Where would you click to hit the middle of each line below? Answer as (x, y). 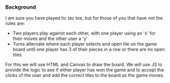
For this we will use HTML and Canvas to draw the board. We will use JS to (84, 65)
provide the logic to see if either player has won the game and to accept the (85, 70)
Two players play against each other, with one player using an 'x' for (84, 33)
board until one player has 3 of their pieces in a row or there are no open (89, 50)
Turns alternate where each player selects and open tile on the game (85, 44)
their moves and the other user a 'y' (50, 38)
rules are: (15, 23)
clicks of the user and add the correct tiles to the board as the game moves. (85, 75)
